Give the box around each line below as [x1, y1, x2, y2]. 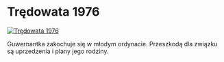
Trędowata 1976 [7, 4, 100, 20]
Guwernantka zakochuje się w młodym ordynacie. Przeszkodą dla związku [7, 40, 218, 48]
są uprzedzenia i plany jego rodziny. [7, 47, 109, 55]
